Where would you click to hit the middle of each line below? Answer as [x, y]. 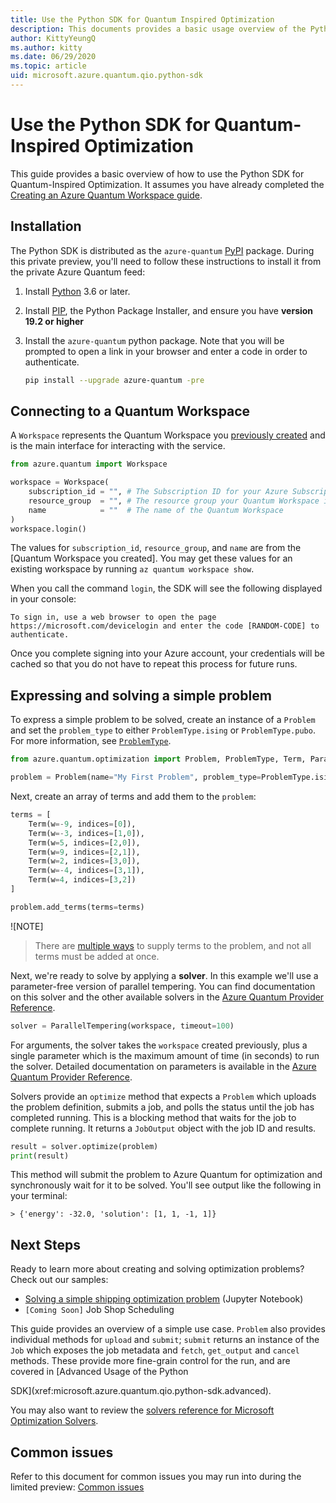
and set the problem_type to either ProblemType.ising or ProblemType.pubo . [163, 730]
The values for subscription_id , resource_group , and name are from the [156, 548]
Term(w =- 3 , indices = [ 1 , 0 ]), [86, 833]
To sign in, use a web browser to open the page [113, 617]
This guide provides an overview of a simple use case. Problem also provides [168, 1329]
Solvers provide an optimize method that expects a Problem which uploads [163, 1096]
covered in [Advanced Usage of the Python [99, 1372]
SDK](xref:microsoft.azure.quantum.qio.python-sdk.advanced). [141, 1391]
